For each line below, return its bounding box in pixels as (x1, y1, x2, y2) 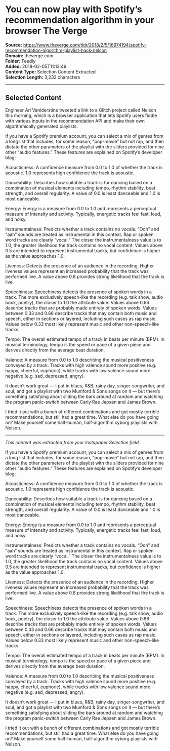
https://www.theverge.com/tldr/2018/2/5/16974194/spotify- (23, 42, 147, 48)
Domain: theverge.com (5, 52, 54, 59)
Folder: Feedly (5, 58, 36, 64)
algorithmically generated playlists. (5, 123, 78, 129)
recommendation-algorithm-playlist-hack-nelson (5, 47, 107, 53)
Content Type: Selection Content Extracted (5, 68, 96, 74)
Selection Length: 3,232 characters (5, 74, 80, 80)
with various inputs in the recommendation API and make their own (5, 117, 145, 124)
